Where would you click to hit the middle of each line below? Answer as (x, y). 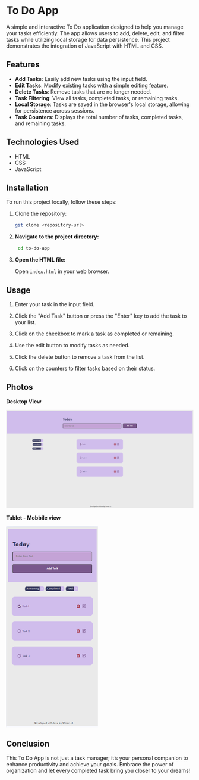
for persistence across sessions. (55, 110)
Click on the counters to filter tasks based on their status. (85, 368)
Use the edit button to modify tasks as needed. (72, 345)
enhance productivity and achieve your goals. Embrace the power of (90, 765)
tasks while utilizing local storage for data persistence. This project (88, 39)
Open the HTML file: (40, 260)
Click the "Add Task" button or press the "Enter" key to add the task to (101, 316)
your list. (26, 322)
